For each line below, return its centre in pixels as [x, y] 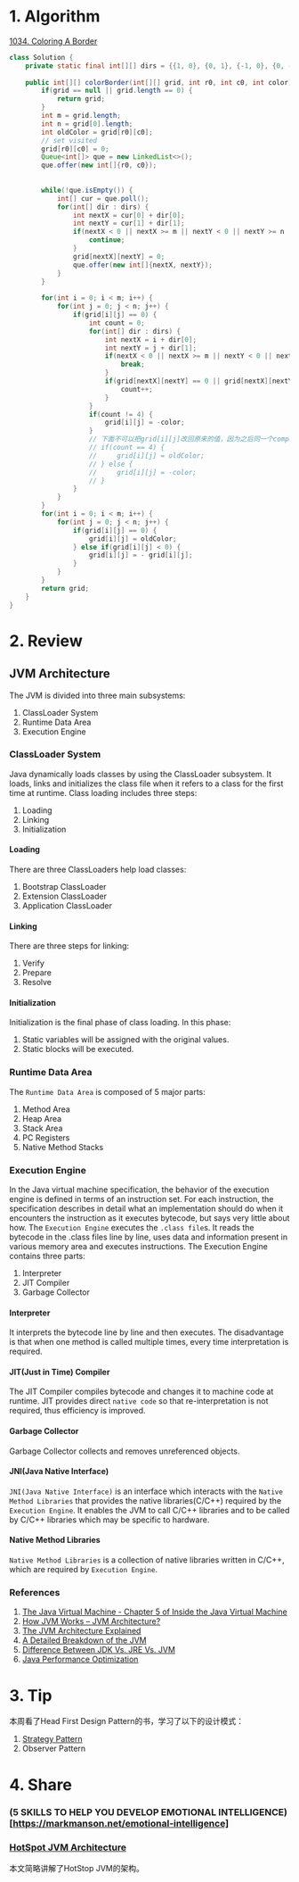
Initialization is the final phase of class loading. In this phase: [120, 1023]
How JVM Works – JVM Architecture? [91, 1621]
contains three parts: [48, 1256]
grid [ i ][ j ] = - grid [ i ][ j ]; [141, 555]
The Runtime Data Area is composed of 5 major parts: [108, 1091]
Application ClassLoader [67, 906]
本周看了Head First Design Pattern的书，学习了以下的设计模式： [127, 1721]
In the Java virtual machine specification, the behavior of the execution [139, 1190]
